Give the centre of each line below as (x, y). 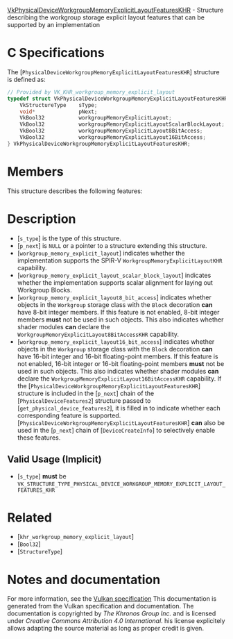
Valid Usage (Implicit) (54, 459)
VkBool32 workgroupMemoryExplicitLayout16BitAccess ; (113, 138)
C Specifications (56, 53)
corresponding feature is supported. (69, 415)
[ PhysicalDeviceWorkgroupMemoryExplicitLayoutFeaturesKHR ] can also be (121, 422)
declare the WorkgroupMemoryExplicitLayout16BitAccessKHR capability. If (119, 379)
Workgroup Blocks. (44, 290)
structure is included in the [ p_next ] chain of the (86, 393)
